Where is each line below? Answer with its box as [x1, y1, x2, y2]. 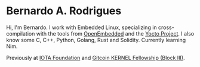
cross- [158, 24, 174, 31]
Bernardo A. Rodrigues [6, 4, 122, 18]
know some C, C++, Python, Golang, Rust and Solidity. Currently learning [6, 36, 186, 43]
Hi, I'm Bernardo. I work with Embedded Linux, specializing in [6, 24, 157, 31]
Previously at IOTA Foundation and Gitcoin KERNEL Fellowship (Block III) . [6, 54, 185, 61]
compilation [6, 30, 35, 37]
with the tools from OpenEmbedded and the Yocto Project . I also [36, 30, 195, 37]
